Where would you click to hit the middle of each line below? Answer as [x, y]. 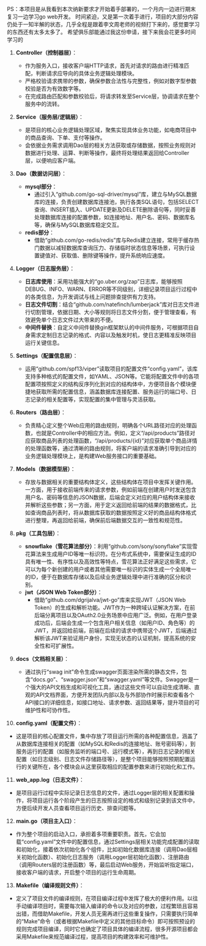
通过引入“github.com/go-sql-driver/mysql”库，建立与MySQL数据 [116, 194]
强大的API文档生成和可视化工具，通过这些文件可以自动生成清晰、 [112, 687]
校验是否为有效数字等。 [54, 88]
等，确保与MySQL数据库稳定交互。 [78, 225]
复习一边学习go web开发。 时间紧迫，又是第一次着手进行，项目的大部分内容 [103, 17]
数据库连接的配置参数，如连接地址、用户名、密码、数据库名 [120, 217]
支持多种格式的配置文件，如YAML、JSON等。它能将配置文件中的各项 [112, 376]
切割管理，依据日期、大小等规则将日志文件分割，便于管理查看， [111, 312]
